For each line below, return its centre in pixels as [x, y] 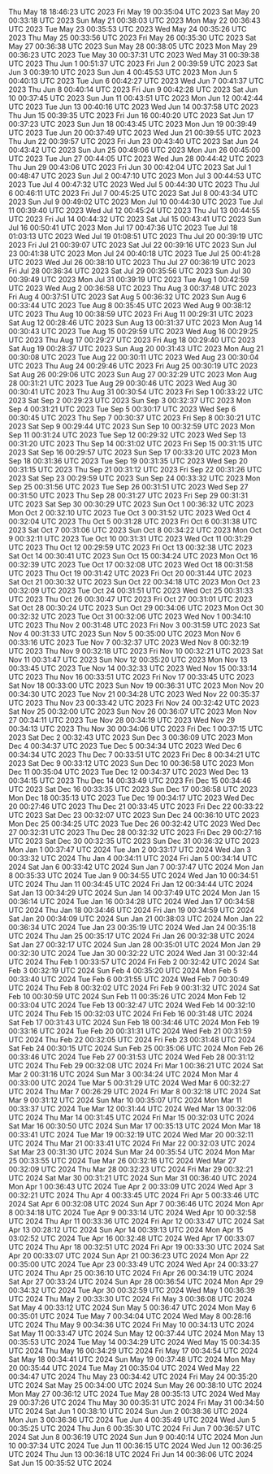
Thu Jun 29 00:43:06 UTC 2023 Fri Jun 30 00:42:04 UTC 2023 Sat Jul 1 [130, 167]
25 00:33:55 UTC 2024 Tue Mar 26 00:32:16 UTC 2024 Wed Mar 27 [123, 1161]
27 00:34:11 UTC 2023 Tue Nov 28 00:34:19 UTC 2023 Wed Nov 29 [122, 720]
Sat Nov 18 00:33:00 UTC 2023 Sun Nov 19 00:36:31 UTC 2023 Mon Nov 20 [136, 685]
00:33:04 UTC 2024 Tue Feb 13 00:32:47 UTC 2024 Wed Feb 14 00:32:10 [132, 1005]
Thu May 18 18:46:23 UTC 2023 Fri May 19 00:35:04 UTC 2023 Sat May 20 [134, 12]
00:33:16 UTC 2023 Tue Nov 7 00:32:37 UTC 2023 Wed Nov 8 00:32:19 [129, 642]
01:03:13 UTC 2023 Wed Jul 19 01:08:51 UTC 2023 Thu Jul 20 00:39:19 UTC [136, 236]
